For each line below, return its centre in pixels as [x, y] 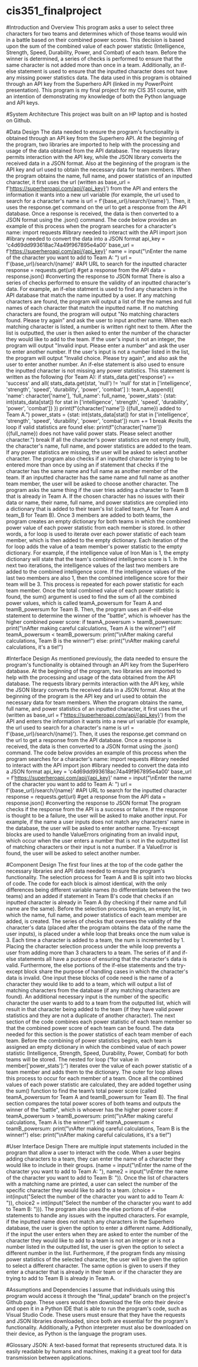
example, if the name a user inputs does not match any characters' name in [98, 822]
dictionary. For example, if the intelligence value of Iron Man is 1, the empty [98, 553]
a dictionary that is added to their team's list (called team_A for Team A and [98, 508]
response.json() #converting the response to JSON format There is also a [95, 276]
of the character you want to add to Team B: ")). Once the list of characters [98, 1177]
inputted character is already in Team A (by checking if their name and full [96, 902]
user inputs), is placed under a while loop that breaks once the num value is [98, 934]
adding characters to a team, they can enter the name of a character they [95, 1159]
